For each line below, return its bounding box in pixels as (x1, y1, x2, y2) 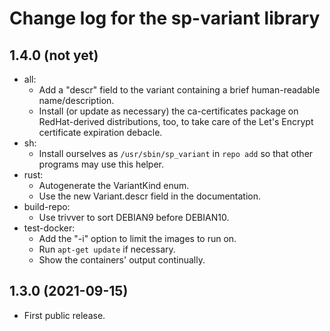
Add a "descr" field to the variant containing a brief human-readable (38, 84, 321, 96)
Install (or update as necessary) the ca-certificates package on (38, 105, 299, 117)
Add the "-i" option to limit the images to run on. (38, 233, 237, 244)
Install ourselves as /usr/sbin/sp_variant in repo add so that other (38, 148, 314, 159)
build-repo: (23, 201, 71, 212)
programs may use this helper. (38, 158, 164, 170)
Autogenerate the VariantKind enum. (38, 180, 190, 191)
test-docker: (23, 222, 76, 234)
